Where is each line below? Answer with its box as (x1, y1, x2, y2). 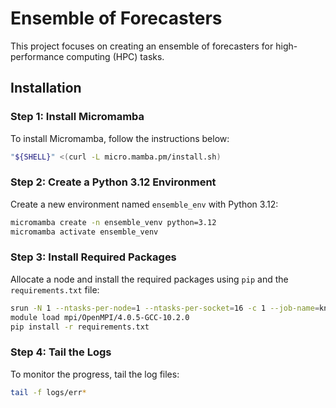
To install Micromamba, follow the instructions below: (10, 132, 230, 144)
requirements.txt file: (10, 283, 100, 296)
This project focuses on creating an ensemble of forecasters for (10, 40, 274, 52)
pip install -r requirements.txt (10, 322, 150, 332)
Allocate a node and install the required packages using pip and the (10, 273, 289, 285)
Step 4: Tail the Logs (10, 345, 112, 359)
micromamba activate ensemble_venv (10, 227, 159, 237)
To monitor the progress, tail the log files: (10, 368, 180, 380)
